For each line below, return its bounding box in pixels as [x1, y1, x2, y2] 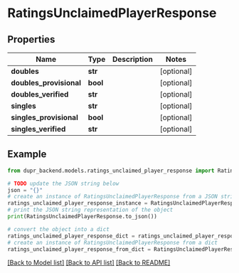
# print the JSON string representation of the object [7, 206, 174, 214]
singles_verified [11, 124, 66, 134]
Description [112, 55, 153, 64]
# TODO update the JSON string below [7, 180, 119, 187]
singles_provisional [11, 112, 78, 122]
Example [7, 148, 47, 161]
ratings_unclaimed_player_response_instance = [7, 200, 148, 207]
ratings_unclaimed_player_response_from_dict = [7, 245, 152, 253]
